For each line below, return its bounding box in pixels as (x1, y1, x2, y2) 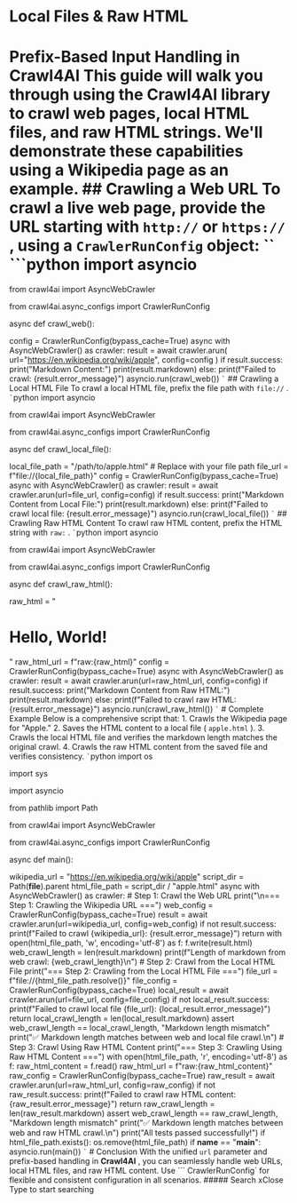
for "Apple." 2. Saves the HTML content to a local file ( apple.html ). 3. (9, 722, 265, 734)
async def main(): (9, 855, 74, 865)
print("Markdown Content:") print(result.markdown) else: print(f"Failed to (9, 364, 277, 375)
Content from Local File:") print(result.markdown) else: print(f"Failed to (9, 499, 269, 510)
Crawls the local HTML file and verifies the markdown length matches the (9, 732, 277, 743)
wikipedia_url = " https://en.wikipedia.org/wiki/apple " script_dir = (9, 872, 245, 882)
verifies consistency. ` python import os (9, 751, 153, 761)
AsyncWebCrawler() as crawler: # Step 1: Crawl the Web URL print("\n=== (9, 890, 281, 901)
